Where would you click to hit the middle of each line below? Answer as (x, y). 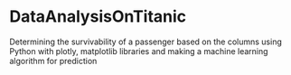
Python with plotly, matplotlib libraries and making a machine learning (139, 51)
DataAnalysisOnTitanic (98, 17)
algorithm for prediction (53, 61)
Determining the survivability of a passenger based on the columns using (145, 42)
